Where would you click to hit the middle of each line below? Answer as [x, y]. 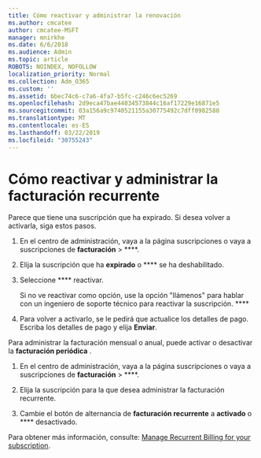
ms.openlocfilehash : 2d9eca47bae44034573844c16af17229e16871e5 [114, 103]
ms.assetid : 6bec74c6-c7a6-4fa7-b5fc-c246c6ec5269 [93, 96]
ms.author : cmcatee [40, 23]
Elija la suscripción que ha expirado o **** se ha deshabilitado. [122, 265]
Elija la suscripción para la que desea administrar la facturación [122, 390]
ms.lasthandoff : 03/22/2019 [54, 132]
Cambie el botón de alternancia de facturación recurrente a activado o [136, 414]
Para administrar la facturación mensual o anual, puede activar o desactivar [130, 343]
